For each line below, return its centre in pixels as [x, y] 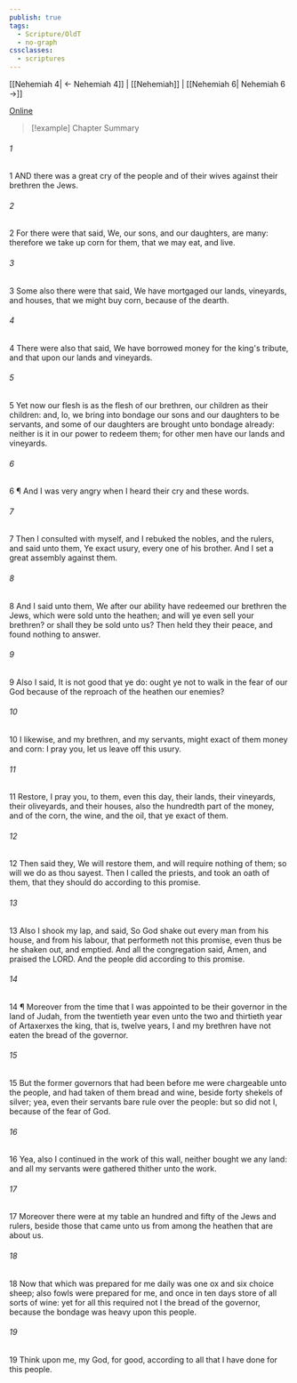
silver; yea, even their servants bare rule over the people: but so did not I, [143, 1102]
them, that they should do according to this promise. [105, 882]
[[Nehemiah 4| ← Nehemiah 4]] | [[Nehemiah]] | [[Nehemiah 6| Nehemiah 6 [148, 84]
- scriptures [41, 59]
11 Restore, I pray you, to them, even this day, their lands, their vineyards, [142, 797]
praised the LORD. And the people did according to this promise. [127, 959]
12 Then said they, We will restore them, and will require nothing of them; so [148, 864]
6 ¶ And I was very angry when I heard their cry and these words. [129, 491]
